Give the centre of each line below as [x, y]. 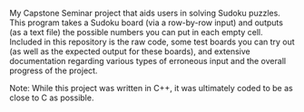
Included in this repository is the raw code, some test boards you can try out [152, 42]
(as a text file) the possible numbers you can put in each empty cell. [136, 32]
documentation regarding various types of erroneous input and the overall [148, 61]
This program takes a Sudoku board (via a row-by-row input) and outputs [147, 23]
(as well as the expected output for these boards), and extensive [130, 51]
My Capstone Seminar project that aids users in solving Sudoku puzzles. [145, 13]
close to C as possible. [52, 98]
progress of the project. [54, 70]
